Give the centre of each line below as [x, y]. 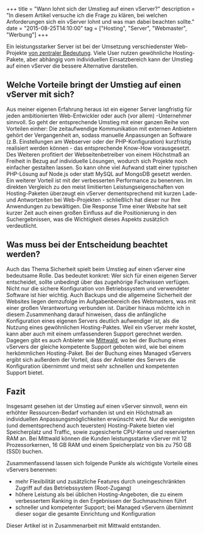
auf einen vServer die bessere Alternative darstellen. [72, 66]
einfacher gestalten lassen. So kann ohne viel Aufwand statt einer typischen [102, 167]
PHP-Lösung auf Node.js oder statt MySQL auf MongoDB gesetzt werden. [99, 174]
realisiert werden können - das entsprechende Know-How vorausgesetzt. [99, 148]
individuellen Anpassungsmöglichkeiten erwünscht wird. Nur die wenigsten [101, 419]
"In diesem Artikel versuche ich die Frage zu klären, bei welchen [87, 15]
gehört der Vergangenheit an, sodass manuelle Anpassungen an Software [99, 135]
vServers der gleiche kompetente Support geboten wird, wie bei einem [95, 346]
